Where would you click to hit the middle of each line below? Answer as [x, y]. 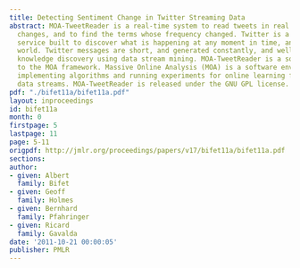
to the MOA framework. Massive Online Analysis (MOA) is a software [147, 68]
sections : [28, 159]
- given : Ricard [39, 225]
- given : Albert [39, 175]
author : [24, 167]
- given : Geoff [37, 192]
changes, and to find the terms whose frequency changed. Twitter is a [154, 34]
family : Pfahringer [54, 217]
